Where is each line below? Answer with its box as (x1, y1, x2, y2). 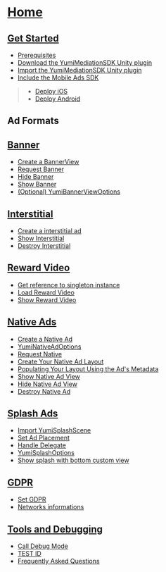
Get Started (7, 32, 59, 44)
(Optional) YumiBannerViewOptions (17, 187, 121, 196)
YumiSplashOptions (17, 449, 75, 457)
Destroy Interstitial (17, 242, 71, 250)
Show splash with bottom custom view (17, 456, 129, 465)
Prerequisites (17, 51, 56, 59)
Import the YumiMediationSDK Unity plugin (17, 66, 142, 74)
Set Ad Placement (17, 434, 70, 442)
